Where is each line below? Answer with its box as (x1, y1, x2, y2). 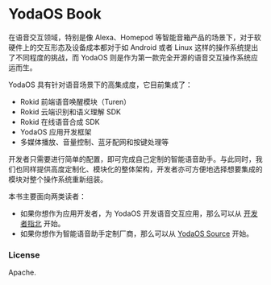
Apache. (8, 267, 36, 278)
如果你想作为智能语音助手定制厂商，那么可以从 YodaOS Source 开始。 (19, 229, 254, 238)
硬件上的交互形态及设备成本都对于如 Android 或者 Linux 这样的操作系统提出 (8, 42, 259, 52)
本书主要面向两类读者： (8, 191, 86, 201)
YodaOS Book (8, 5, 102, 23)
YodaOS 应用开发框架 (19, 126, 92, 137)
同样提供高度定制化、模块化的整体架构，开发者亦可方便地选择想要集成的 (22, 164, 263, 174)
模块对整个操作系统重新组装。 (8, 174, 107, 184)
